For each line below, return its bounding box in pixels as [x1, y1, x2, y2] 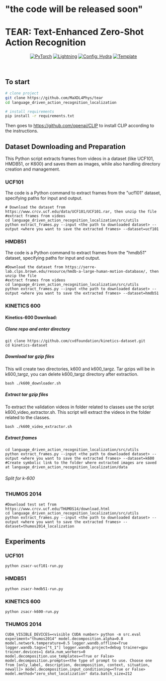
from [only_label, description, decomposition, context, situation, [5, 663, 150, 668]
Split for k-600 [5, 475, 35, 481]
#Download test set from [5, 502, 57, 507]
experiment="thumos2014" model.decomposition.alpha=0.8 [5, 637, 123, 642]
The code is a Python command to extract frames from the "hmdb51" [5, 249, 147, 255]
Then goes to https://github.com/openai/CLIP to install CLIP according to [5, 123, 155, 129]
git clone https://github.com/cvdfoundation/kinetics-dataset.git [5, 339, 146, 343]
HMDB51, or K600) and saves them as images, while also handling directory [5, 161, 161, 167]
